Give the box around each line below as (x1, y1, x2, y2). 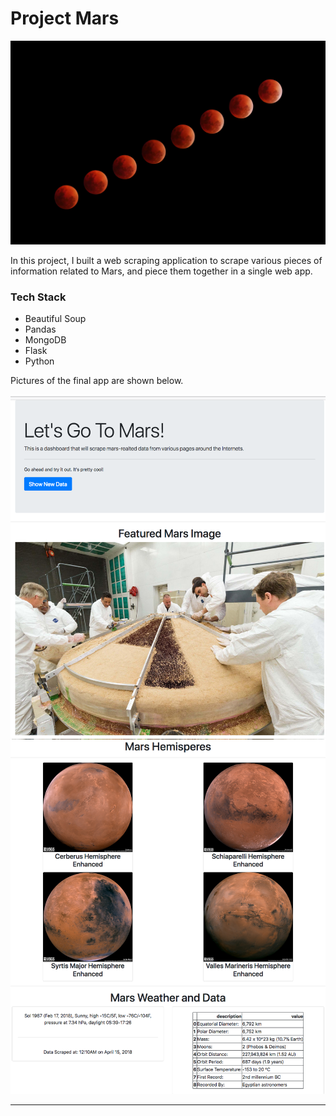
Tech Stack (10, 290, 67, 304)
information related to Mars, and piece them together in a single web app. (10, 265, 313, 277)
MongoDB (24, 334, 67, 346)
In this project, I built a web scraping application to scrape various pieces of (10, 254, 323, 266)
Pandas (24, 323, 57, 336)
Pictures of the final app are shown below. (10, 375, 184, 387)
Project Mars (10, 7, 120, 30)
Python (24, 355, 55, 367)
